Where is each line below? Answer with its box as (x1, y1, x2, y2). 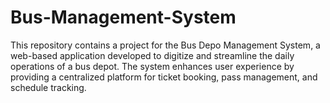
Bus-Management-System (10, 6, 237, 29)
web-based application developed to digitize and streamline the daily (10, 49, 295, 61)
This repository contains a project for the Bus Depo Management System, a (10, 39, 321, 51)
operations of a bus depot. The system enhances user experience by (10, 60, 295, 72)
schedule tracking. (10, 81, 87, 93)
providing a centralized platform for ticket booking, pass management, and (10, 71, 318, 83)
